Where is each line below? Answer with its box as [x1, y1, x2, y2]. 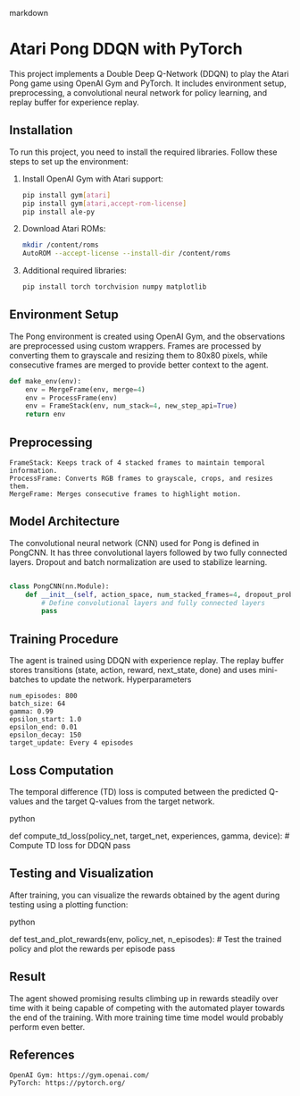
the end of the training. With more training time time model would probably [9, 1012, 284, 1023]
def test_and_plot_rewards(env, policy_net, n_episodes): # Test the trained [9, 933, 282, 944]
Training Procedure [9, 631, 119, 646]
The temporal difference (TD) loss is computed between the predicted [9, 786, 268, 797]
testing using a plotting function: [9, 898, 129, 910]
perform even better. [9, 1021, 86, 1032]
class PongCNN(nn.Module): [9, 581, 110, 591]
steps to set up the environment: [9, 156, 129, 166]
